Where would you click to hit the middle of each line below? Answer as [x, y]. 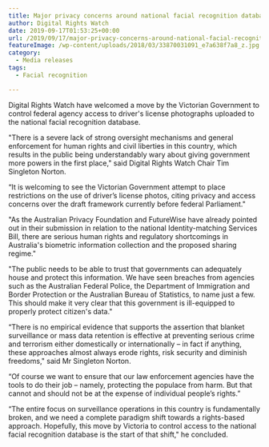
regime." [22, 253]
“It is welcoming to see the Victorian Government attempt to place [117, 187]
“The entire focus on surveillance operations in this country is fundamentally [134, 409]
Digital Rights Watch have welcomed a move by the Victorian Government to [134, 105]
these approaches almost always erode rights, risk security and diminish [128, 352]
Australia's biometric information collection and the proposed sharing [123, 245]
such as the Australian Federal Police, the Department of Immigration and [129, 285]
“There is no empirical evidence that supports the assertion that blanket [126, 327]
